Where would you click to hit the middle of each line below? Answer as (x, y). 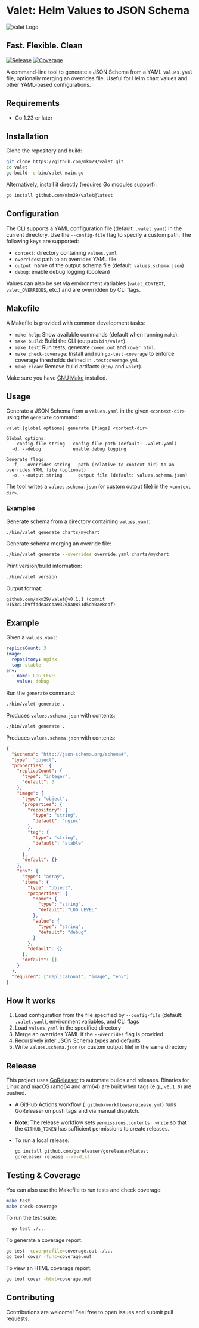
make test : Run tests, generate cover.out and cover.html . (85, 347)
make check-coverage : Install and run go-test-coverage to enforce (94, 353)
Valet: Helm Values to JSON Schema (98, 10)
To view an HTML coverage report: (49, 1268)
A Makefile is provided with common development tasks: (76, 323)
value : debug (33, 682)
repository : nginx (35, 659)
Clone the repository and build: (44, 151)
